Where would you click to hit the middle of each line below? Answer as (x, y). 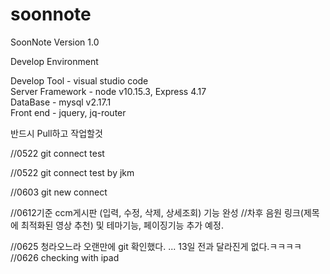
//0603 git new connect (59, 192)
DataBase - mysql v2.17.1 (61, 102)
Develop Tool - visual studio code (79, 80)
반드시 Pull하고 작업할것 (56, 133)
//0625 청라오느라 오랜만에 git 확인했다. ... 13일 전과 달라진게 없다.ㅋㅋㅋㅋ (156, 246)
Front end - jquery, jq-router (68, 112)
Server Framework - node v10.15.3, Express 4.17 (108, 91)
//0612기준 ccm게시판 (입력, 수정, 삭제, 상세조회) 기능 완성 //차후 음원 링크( (157, 212)
